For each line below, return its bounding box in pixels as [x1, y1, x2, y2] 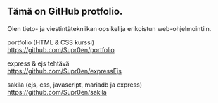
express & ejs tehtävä [7, 59, 70, 68]
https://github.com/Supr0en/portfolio [7, 45, 115, 54]
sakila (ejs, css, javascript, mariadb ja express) [7, 80, 143, 89]
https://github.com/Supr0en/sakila [7, 87, 107, 96]
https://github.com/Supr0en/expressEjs [7, 66, 122, 75]
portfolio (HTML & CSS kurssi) [7, 38, 95, 47]
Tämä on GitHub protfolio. [7, 6, 123, 18]
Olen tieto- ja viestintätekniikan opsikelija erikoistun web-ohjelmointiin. [7, 24, 212, 32]
